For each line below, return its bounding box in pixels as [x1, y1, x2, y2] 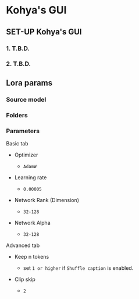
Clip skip [14, 276, 36, 283]
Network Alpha [14, 219, 51, 226]
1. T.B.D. [6, 44, 30, 53]
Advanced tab [6, 242, 40, 249]
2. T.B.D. [6, 60, 31, 68]
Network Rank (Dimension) [14, 196, 80, 203]
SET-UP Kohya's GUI [6, 27, 82, 37]
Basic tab [6, 140, 28, 147]
